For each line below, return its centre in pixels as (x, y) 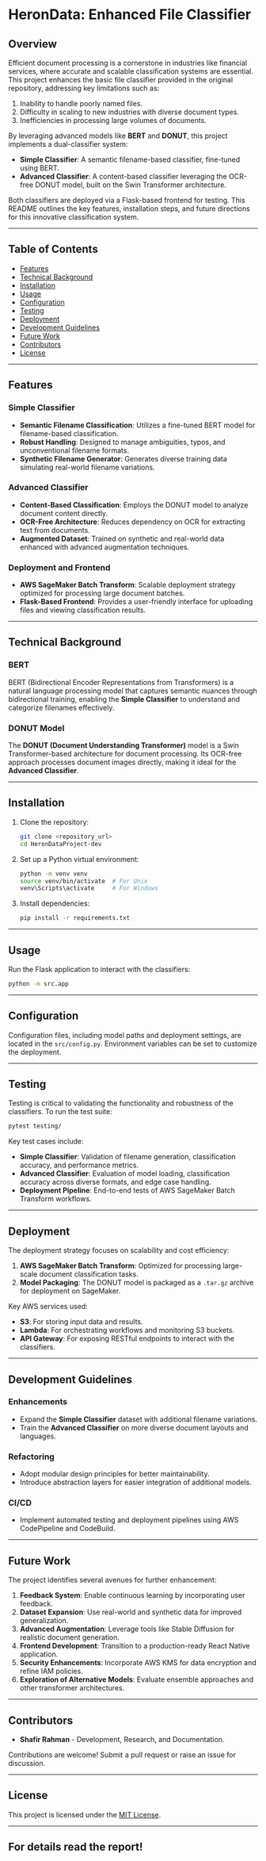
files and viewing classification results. (83, 610)
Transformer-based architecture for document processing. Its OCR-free (125, 754)
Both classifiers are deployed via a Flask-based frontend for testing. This (127, 200)
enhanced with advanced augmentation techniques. (104, 547)
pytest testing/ (35, 1126)
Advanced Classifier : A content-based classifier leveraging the (123, 176)
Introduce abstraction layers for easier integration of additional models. (135, 1482)
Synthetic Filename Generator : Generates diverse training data (123, 458)
